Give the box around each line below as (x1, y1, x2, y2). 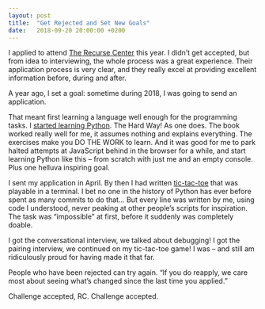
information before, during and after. (8, 73, 127, 83)
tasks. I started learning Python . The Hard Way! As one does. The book (8, 120, 240, 131)
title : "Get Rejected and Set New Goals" (8, 19, 150, 27)
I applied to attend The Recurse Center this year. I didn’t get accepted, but (8, 48, 250, 58)
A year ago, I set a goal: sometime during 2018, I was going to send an (8, 89, 237, 98)
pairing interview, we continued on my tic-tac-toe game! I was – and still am (8, 244, 255, 254)
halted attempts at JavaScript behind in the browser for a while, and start (8, 146, 247, 155)
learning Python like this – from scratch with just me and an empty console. (8, 154, 253, 164)
